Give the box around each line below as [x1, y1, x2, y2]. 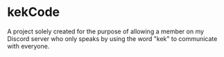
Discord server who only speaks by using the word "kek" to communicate [7, 34, 218, 42]
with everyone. [7, 42, 50, 50]
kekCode [7, 4, 60, 20]
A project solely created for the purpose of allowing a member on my [7, 27, 205, 35]
